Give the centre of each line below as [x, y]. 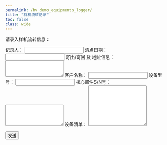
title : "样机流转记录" [27, 15]
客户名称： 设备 [111, 75]
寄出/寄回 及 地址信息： [90, 57]
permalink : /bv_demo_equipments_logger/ [49, 10]
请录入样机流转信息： [28, 39]
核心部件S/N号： [93, 82]
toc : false [17, 19]
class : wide [18, 24]
